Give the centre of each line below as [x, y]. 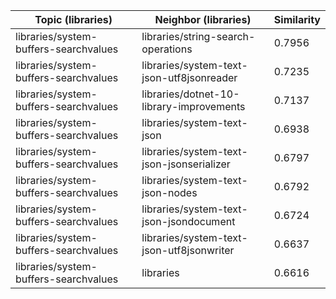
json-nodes [169, 192]
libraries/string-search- [198, 36]
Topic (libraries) [73, 19]
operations [167, 49]
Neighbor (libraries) [203, 19]
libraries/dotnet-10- [190, 94]
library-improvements [193, 106]
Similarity [297, 19]
